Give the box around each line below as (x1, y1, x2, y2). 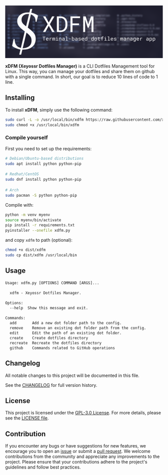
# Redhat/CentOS (5, 172, 39, 177)
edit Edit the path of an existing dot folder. (9, 330, 122, 335)
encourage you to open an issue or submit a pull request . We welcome (5, 448, 151, 454)
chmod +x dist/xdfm (5, 247, 46, 253)
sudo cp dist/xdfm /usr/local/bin (5, 253, 77, 258)
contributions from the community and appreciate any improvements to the (5, 453, 160, 459)
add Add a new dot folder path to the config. (9, 320, 122, 325)
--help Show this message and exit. (9, 305, 88, 310)
